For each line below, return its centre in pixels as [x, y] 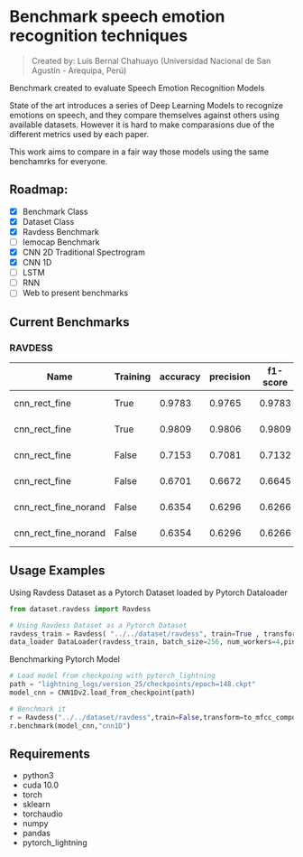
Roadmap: [39, 190]
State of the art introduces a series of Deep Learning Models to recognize [147, 105]
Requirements [50, 754]
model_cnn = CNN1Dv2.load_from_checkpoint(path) [102, 693]
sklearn [37, 805]
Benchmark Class [55, 211]
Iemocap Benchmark [61, 242]
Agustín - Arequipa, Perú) [79, 70]
